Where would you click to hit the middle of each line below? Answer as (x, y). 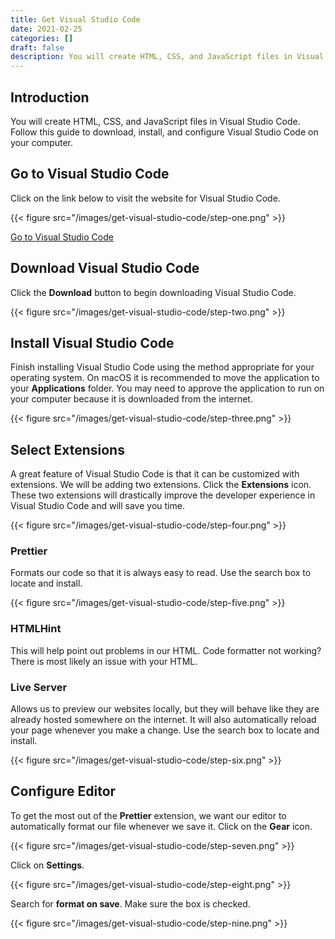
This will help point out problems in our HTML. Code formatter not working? (166, 650)
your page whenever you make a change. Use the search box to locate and (165, 730)
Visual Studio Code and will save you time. (97, 506)
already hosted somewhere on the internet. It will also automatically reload (163, 720)
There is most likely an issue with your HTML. (104, 661)
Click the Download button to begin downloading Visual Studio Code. (153, 292)
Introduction (50, 97)
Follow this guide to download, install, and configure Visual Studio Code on (164, 132)
